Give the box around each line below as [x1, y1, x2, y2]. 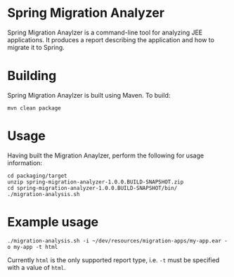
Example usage [7, 214, 99, 230]
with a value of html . [7, 263, 67, 271]
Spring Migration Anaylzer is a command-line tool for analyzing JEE [7, 28, 203, 37]
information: [7, 158, 43, 167]
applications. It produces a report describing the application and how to [7, 35, 214, 44]
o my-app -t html [7, 243, 58, 250]
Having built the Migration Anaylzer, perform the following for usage [7, 151, 204, 160]
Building [7, 68, 57, 84]
